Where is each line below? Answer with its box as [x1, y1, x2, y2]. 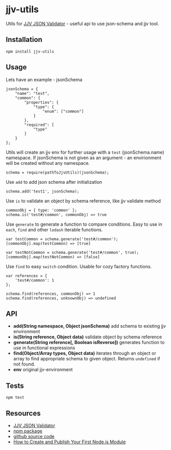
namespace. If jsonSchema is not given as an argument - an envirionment [6, 155, 162, 161]
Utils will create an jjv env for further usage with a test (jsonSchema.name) [6, 149, 164, 155]
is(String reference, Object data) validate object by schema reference [13, 334, 162, 340]
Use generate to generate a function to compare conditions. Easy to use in [6, 221, 163, 227]
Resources [6, 409, 41, 418]
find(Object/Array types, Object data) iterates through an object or [13, 350, 157, 356]
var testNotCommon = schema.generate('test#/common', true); [6, 250, 139, 255]
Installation [6, 35, 42, 44]
